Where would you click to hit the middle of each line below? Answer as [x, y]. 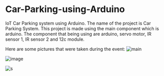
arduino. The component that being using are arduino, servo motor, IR [78, 34]
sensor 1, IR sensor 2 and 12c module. [45, 39]
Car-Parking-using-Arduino [65, 9]
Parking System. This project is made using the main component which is [82, 28]
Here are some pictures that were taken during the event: [65, 49]
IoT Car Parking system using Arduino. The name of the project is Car [78, 23]
